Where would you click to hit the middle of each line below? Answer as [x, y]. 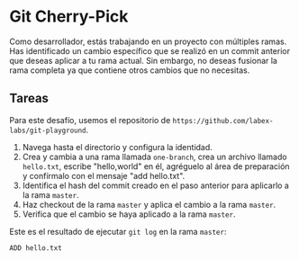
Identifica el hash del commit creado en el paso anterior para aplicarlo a [156, 185]
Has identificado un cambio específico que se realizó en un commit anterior [150, 50]
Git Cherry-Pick [69, 17]
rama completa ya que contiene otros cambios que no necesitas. [130, 70]
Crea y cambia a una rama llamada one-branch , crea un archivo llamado [154, 157]
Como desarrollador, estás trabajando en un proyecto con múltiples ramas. [148, 41]
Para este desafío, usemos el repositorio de [90, 120]
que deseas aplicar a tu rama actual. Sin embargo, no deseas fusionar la [143, 60]
